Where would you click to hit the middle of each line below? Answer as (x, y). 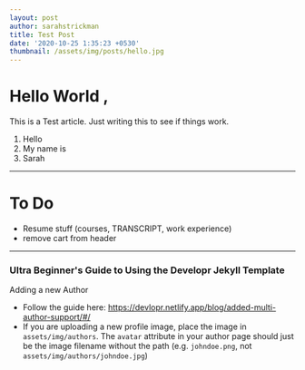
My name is (44, 149)
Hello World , (59, 97)
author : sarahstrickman (54, 26)
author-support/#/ (56, 317)
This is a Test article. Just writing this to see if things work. (119, 122)
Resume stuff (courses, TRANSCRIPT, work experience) (127, 229)
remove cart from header (69, 238)
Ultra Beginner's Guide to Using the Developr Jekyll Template (147, 270)
